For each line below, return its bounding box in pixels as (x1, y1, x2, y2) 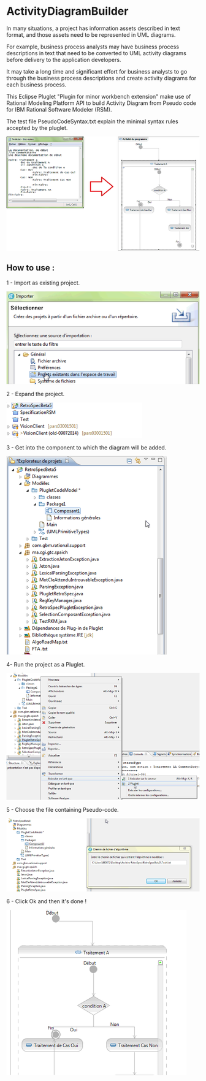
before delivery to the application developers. (6, 56, 121, 63)
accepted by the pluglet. (6, 124, 68, 131)
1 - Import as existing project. (6, 279, 80, 286)
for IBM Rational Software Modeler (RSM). (6, 105, 112, 113)
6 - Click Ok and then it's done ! (6, 897, 87, 905)
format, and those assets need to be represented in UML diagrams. (6, 31, 176, 38)
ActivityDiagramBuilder (6, 4, 129, 18)
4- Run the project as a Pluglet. (6, 660, 85, 668)
